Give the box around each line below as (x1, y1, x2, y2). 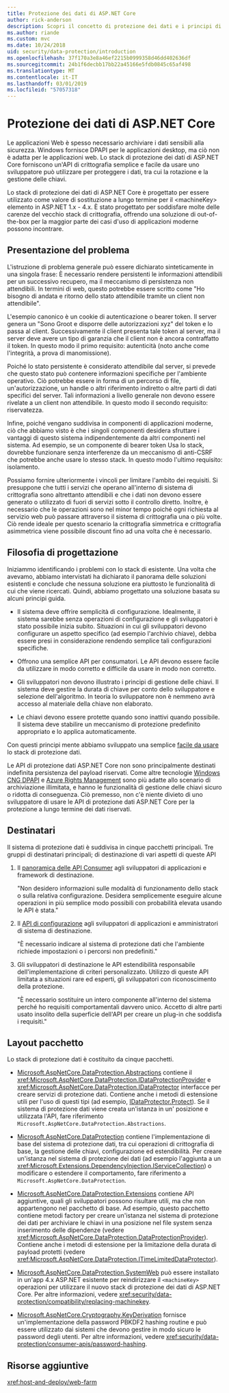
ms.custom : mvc (7, 36, 51, 42)
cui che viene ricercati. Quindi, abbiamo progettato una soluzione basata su (7, 587, 220, 595)
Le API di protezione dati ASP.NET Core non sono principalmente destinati (7, 761, 216, 769)
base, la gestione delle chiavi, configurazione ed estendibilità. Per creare (16, 1147, 222, 1155)
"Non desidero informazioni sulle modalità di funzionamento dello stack (16, 884, 219, 892)
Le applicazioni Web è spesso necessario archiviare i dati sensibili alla (7, 138, 204, 147)
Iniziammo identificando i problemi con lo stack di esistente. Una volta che (7, 565, 217, 573)
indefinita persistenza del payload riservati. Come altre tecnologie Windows (7, 768, 221, 776)
